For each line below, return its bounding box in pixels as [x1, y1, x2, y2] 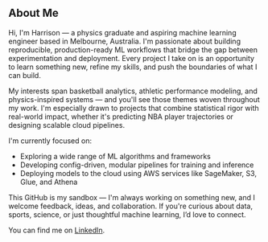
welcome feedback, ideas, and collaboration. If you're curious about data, [8, 201, 254, 211]
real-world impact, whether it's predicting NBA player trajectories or [8, 112, 233, 121]
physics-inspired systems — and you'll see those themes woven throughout [8, 94, 260, 104]
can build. [8, 70, 42, 80]
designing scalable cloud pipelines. [8, 120, 126, 129]
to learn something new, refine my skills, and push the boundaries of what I [8, 62, 258, 72]
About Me [8, 6, 59, 20]
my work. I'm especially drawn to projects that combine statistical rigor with [8, 103, 259, 113]
